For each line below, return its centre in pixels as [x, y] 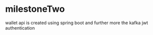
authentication [20, 28]
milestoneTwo [35, 9]
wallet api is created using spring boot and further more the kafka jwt [77, 23]
